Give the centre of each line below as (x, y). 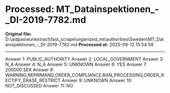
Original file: (18, 34)
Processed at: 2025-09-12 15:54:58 (116, 44)
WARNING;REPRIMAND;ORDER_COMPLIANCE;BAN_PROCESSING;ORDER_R (85, 75)
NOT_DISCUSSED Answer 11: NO (39, 85)
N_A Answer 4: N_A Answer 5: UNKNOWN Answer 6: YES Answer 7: (76, 64)
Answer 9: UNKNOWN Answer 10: (97, 80)
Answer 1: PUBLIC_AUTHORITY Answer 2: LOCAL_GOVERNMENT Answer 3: (84, 59)
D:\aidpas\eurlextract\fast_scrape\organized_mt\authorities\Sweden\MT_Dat (84, 39)
